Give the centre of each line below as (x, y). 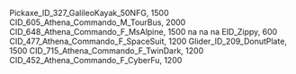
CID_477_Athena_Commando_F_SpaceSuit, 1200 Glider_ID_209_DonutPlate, (148, 41)
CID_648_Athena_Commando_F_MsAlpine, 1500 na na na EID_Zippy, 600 (144, 32)
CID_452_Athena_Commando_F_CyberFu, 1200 (96, 60)
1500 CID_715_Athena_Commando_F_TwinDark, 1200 (107, 51)
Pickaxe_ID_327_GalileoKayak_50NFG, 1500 (89, 13)
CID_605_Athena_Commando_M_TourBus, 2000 (98, 22)
